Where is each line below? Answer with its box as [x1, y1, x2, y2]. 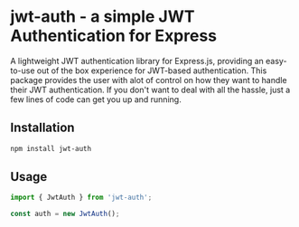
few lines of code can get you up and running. [10, 93, 182, 105]
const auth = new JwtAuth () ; [10, 210, 120, 219]
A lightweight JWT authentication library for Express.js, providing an [10, 55, 265, 66]
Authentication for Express [10, 25, 218, 46]
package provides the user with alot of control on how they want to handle [10, 74, 287, 85]
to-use [10, 65, 35, 76]
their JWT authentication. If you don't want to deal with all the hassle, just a [10, 84, 291, 95]
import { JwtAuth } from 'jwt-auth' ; [10, 193, 153, 203]
